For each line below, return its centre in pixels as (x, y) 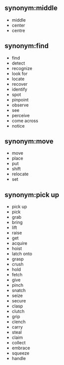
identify (19, 89)
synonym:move (29, 142)
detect (18, 63)
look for (20, 73)
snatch (19, 291)
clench (18, 322)
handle (19, 359)
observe (20, 105)
